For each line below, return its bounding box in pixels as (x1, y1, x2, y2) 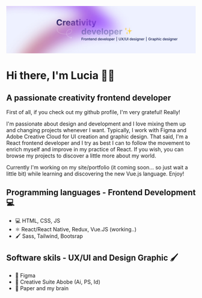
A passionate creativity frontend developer (6, 93, 171, 103)
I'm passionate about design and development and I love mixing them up (6, 120, 186, 127)
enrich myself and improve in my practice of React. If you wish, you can (6, 146, 184, 153)
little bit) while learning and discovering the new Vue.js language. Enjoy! (6, 170, 185, 177)
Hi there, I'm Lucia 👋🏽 (6, 69, 115, 82)
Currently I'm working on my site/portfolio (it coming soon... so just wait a (6, 164, 188, 171)
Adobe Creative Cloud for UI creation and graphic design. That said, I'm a (6, 133, 188, 140)
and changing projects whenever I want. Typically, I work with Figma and (6, 127, 187, 133)
